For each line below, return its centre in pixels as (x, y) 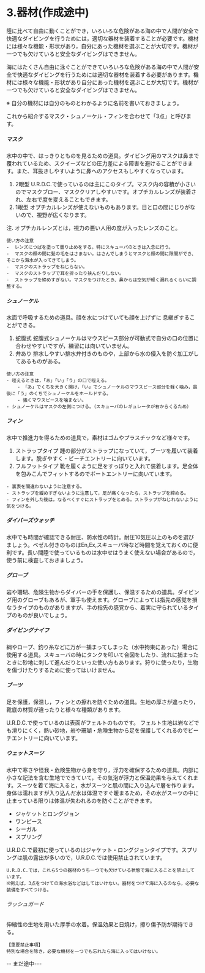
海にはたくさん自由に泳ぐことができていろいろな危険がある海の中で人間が (100, 67)
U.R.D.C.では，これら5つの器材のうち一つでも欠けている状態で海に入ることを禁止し (99, 870)
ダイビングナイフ (28, 630)
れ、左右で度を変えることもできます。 (63, 199)
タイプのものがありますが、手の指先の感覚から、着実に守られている (102, 607)
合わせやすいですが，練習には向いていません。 (74, 345)
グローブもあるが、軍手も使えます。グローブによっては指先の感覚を (107, 599)
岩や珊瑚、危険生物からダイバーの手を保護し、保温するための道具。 (92, 592)
